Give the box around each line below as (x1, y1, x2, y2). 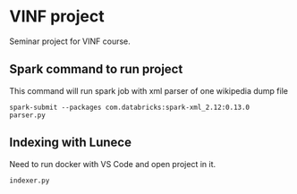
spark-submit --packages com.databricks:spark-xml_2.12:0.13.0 (9, 103, 250, 112)
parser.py (9, 110, 47, 120)
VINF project (9, 6, 105, 27)
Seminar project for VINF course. (9, 36, 132, 46)
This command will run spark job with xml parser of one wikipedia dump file (9, 85, 289, 96)
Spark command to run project (9, 62, 183, 77)
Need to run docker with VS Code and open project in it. (9, 158, 216, 169)
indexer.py (9, 176, 50, 185)
